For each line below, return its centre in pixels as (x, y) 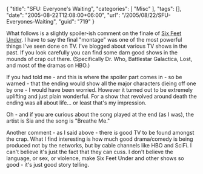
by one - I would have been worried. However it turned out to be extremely (99, 90)
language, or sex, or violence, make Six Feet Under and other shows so (95, 158)
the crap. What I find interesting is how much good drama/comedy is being (100, 139)
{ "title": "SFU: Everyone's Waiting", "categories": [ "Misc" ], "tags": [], (94, 9)
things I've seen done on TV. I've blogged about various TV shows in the (97, 46)
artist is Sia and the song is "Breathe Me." (58, 121)
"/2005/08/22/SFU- (146, 15)
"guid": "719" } (77, 21)
